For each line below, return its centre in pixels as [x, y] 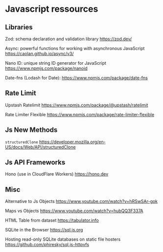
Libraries [19, 27]
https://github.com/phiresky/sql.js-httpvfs [47, 245]
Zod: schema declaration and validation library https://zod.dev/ [69, 39]
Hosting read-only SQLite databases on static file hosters [63, 239]
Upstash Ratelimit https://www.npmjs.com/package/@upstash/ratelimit [77, 105]
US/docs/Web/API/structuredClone [40, 147]
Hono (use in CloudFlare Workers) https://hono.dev [57, 174]
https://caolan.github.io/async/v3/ [40, 53]
